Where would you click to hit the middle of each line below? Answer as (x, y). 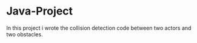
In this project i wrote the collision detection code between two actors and (99, 28)
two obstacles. (25, 34)
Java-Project (40, 11)
